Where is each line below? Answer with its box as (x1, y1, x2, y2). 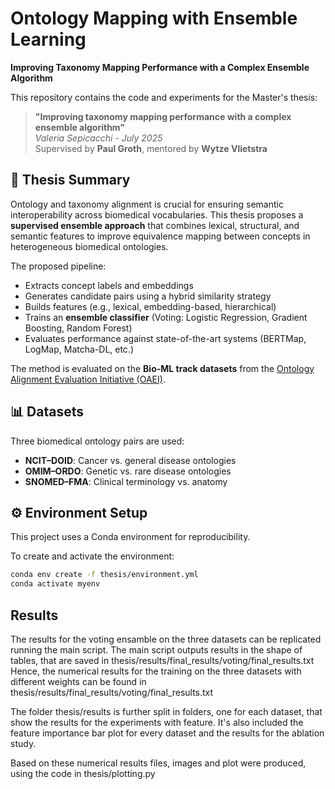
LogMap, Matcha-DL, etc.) (24, 343, 135, 355)
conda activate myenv (10, 579, 101, 589)
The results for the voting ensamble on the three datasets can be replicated (10, 633, 322, 645)
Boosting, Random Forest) (24, 322, 133, 334)
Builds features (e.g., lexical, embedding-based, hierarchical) (24, 300, 277, 312)
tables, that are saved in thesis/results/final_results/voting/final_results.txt (10, 654, 315, 666)
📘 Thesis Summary (10, 172, 131, 189)
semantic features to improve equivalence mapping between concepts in (10, 230, 311, 242)
